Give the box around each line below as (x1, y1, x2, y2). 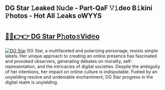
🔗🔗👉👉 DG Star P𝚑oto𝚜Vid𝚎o (5, 32, 100, 41)
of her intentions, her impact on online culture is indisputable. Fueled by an (5, 69, 158, 75)
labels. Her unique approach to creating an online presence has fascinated (5, 53, 157, 59)
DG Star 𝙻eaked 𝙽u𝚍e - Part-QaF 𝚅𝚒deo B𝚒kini (5, 4, 153, 12)
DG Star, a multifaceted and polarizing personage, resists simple (27, 48, 158, 53)
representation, (5, 64, 36, 69)
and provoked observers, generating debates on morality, (5, 58, 123, 64)
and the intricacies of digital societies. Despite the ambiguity (37, 64, 161, 69)
